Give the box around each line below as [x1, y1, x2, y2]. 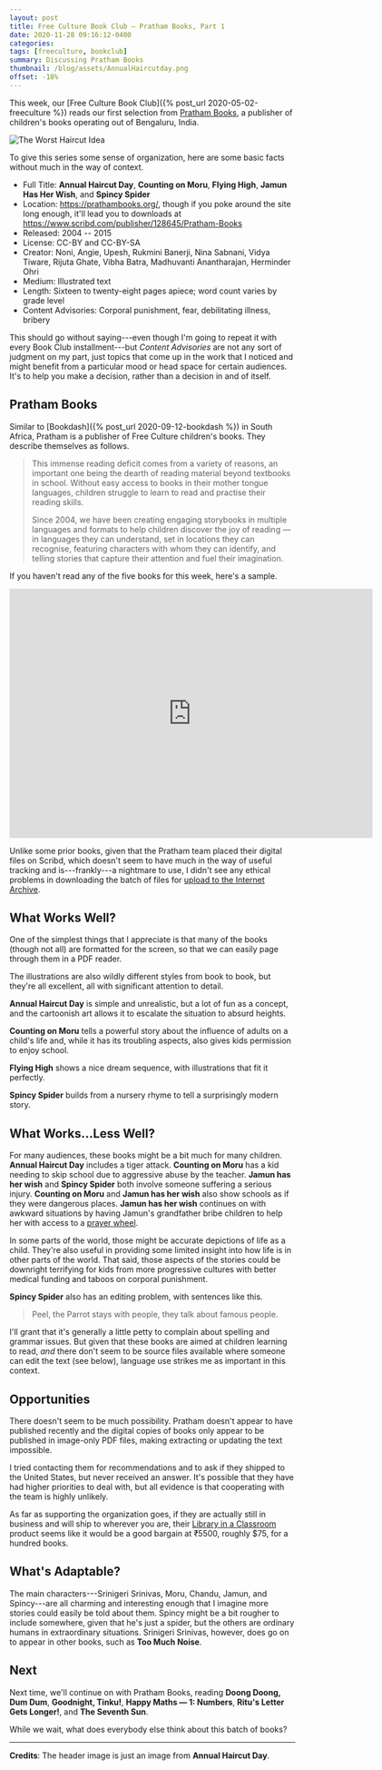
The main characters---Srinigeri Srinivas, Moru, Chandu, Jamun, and [9, 1587, 268, 1599]
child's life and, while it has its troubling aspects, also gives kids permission [9, 1035, 292, 1046]
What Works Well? [9, 910, 116, 925]
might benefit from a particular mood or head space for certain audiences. [9, 361, 288, 372]
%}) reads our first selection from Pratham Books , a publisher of [53, 106, 293, 118]
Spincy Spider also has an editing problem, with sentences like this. [9, 1291, 263, 1302]
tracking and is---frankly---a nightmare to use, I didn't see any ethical [9, 864, 270, 875]
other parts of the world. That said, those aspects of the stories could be [9, 1255, 281, 1266]
